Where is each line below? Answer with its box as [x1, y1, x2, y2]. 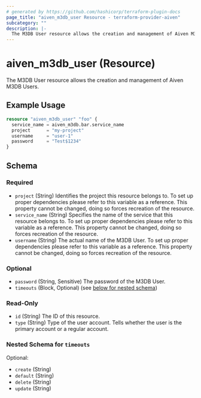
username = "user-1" [11, 133, 74, 139]
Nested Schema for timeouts [6, 341, 90, 349]
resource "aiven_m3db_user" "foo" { [6, 116, 98, 122]
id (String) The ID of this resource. [14, 312, 100, 320]
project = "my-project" [11, 127, 84, 133]
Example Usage [6, 100, 66, 111]
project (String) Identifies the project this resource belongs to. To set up [14, 192, 193, 199]
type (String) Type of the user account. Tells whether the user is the [14, 319, 182, 326]
